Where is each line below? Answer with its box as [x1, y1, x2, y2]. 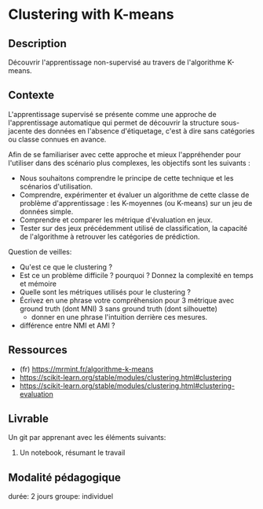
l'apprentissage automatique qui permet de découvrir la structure [8, 118, 220, 127]
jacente [8, 126, 33, 135]
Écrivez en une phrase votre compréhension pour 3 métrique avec [19, 295, 235, 305]
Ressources [8, 343, 68, 357]
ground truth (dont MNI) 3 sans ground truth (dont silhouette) [19, 304, 218, 313]
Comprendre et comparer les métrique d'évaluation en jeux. [19, 214, 214, 225]
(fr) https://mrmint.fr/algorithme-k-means [19, 364, 154, 374]
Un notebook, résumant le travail [19, 448, 126, 457]
